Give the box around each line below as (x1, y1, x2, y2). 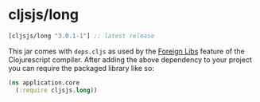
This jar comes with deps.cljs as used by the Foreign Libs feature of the (8, 46, 245, 56)
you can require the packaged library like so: (8, 63, 155, 73)
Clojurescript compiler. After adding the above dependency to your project (8, 54, 252, 65)
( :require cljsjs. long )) (15, 86, 98, 94)
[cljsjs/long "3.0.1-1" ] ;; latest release (8, 32, 155, 40)
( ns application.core (8, 78, 80, 87)
